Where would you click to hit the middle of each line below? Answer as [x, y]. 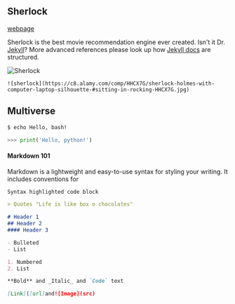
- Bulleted [23, 243]
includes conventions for [43, 179]
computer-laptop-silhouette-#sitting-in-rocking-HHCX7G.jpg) [99, 90]
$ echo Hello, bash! [38, 127]
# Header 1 [23, 217]
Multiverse [32, 111]
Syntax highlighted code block [53, 192]
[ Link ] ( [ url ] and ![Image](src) [52, 294]
